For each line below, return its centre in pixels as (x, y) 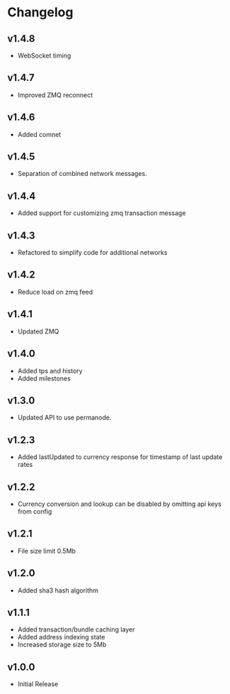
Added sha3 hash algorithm (58, 590)
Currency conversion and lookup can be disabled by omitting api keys (119, 504)
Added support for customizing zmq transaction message (102, 213)
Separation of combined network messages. (82, 174)
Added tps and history (50, 370)
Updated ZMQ (38, 331)
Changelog (40, 12)
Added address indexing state (61, 637)
